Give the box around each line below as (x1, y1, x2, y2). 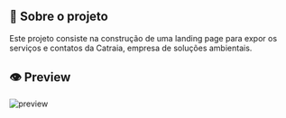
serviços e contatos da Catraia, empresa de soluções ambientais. (9, 42, 253, 53)
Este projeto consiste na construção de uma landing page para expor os (9, 32, 278, 43)
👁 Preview (9, 69, 71, 86)
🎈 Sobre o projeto (9, 9, 108, 24)
